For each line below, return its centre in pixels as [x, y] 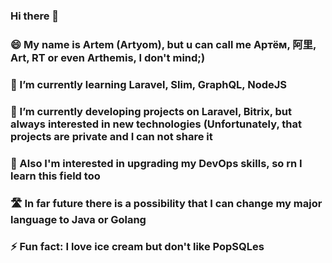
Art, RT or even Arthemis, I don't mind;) [108, 57]
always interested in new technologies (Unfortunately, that [156, 124]
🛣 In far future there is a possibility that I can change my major [166, 203]
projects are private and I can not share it [111, 136]
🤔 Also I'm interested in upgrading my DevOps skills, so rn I [156, 163]
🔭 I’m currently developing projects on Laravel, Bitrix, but [151, 111]
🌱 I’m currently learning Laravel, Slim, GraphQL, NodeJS [149, 84]
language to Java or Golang [78, 219]
